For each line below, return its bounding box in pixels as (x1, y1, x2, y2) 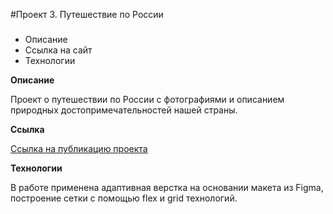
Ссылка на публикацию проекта (10, 142, 148, 154)
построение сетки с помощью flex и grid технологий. (10, 192, 238, 204)
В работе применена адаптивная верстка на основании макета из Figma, (10, 181, 324, 193)
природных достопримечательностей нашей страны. (10, 104, 238, 116)
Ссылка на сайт (24, 44, 93, 56)
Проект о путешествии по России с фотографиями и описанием (10, 93, 285, 105)
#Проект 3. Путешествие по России (10, 9, 164, 20)
